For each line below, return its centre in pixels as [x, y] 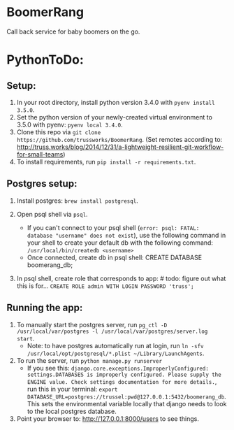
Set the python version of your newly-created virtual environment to [114, 117]
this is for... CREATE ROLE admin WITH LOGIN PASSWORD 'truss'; [105, 286]
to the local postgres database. [72, 411]
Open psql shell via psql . [52, 214]
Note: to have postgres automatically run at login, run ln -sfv [115, 345]
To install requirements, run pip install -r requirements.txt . [106, 162]
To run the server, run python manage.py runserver [89, 360]
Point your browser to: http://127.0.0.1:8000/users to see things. [108, 418]
